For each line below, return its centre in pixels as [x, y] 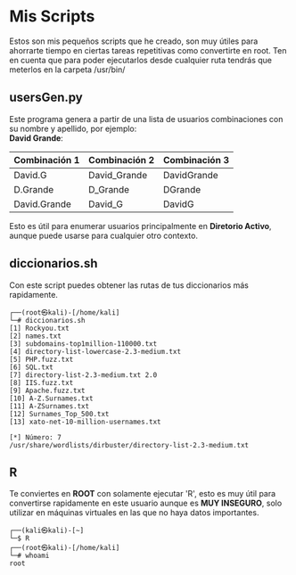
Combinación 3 [197, 160]
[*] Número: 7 [36, 437]
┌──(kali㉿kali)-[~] [47, 531]
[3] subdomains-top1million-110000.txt [83, 344]
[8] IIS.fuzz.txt [41, 382]
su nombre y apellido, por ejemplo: [73, 128]
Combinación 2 [122, 160]
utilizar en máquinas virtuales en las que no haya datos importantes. [134, 513]
